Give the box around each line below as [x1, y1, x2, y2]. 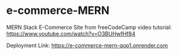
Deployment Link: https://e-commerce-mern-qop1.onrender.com [6, 42, 168, 49]
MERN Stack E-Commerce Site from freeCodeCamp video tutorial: [6, 24, 172, 31]
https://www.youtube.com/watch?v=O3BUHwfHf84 [6, 30, 135, 37]
